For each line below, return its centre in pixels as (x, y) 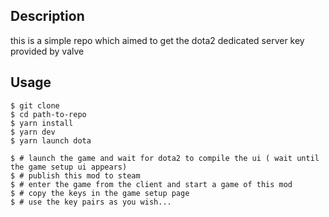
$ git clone (35, 105)
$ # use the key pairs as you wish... (91, 202)
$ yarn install (42, 123)
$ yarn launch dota (51, 140)
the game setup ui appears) (69, 167)
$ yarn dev (33, 132)
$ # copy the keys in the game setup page (100, 193)
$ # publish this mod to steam (75, 175)
